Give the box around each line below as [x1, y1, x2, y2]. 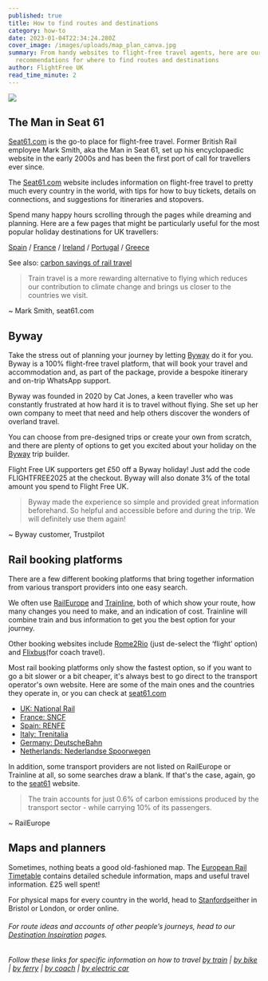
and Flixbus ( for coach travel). [8, 648, 105, 657]
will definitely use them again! [27, 514, 126, 524]
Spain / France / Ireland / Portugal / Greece [8, 243, 150, 252]
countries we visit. [27, 291, 89, 300]
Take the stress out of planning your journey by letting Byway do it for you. [8, 351, 254, 360]
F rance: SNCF [19, 713, 66, 722]
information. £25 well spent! [8, 880, 100, 889]
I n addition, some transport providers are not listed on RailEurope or [8, 762, 231, 772]
